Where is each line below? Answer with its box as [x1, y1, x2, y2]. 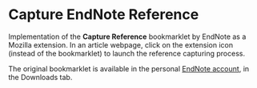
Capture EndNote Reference [8, 6, 199, 24]
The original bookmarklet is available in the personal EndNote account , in [8, 63, 250, 73]
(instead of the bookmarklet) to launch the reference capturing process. [8, 48, 246, 58]
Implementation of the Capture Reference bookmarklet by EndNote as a [8, 32, 247, 41]
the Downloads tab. [8, 72, 73, 82]
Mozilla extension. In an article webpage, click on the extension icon [8, 40, 234, 49]
